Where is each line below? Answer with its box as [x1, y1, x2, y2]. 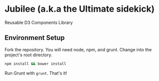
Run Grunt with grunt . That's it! [4, 70, 67, 76]
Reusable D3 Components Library [4, 20, 73, 25]
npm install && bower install [4, 61, 67, 66]
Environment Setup [4, 34, 65, 42]
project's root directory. [4, 52, 53, 58]
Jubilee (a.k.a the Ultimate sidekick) [4, 3, 155, 15]
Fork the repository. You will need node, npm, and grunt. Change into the [4, 46, 152, 52]
